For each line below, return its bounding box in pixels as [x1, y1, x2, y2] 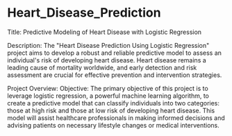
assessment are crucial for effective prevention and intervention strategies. [7, 71, 222, 79]
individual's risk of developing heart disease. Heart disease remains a [7, 56, 206, 64]
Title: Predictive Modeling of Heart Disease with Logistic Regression [7, 28, 202, 36]
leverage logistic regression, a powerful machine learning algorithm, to [7, 92, 210, 100]
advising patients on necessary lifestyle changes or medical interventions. [7, 121, 220, 129]
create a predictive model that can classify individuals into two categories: [7, 99, 220, 107]
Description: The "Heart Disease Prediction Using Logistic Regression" [7, 41, 210, 49]
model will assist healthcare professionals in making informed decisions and [7, 113, 226, 122]
